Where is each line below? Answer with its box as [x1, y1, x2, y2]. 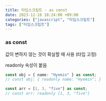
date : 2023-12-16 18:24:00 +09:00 [5, 12, 79, 17]
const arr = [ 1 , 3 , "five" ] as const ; [5, 86, 88, 91]
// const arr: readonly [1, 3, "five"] [5, 91, 90, 96]
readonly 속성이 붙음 [5, 62, 47, 68]
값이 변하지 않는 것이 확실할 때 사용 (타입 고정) [5, 51, 97, 57]
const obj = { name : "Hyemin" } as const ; [5, 72, 97, 77]
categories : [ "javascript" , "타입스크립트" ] [5, 17, 95, 22]
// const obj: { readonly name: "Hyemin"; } [5, 77, 101, 82]
